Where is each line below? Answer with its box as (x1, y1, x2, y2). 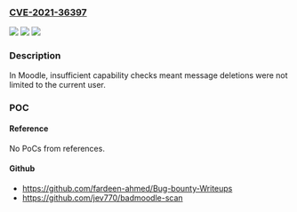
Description (9, 50, 61, 62)
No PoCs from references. (9, 143, 105, 153)
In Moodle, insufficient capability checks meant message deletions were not (9, 69, 288, 81)
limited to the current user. (9, 79, 107, 90)
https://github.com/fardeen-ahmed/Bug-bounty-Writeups (21, 183, 233, 193)
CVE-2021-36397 (9, 6, 87, 19)
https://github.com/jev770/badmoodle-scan (21, 192, 184, 203)
